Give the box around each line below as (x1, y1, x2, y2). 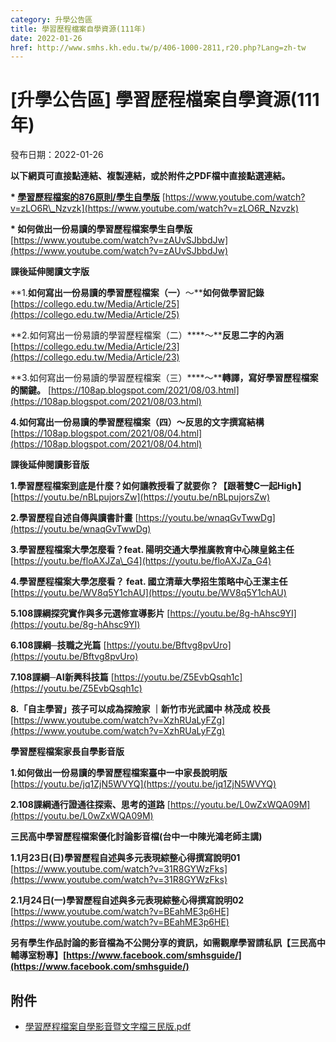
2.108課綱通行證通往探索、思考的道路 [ (10, 799, 171, 811)
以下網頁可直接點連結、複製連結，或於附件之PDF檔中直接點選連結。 (10, 170, 291, 182)
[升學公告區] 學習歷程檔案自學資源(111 (10, 89, 320, 111)
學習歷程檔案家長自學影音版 (10, 746, 125, 758)
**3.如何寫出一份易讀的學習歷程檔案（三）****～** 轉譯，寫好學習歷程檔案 (10, 372, 319, 384)
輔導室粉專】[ (10, 949, 67, 961)
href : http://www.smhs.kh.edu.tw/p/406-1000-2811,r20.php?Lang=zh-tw (10, 42, 307, 53)
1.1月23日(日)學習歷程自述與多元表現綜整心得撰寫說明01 (10, 852, 241, 864)
